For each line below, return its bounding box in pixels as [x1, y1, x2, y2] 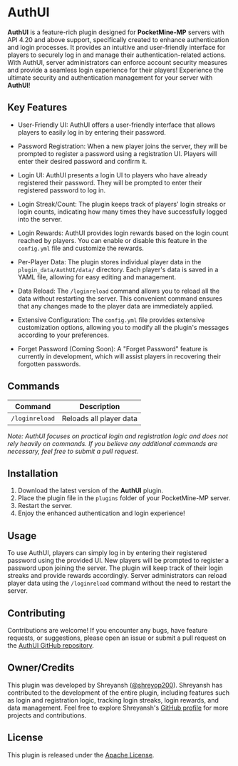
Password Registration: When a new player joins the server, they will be [17, 142, 228, 150]
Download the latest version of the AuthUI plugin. [17, 486, 164, 495]
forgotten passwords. [17, 359, 81, 368]
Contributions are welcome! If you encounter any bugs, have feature [7, 626, 208, 634]
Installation [7, 467, 58, 480]
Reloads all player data [61, 413, 138, 423]
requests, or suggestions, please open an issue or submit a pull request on [7, 633, 227, 642]
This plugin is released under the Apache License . [7, 750, 155, 759]
